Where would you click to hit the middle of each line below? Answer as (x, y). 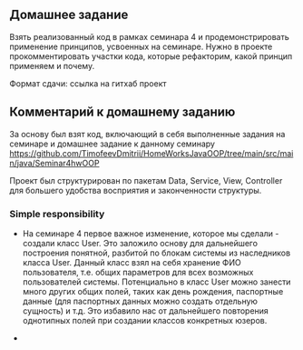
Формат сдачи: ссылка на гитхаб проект (88, 83)
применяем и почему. (52, 65)
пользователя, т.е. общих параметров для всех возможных (138, 272)
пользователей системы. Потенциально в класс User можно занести (156, 282)
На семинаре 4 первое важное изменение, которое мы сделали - (151, 233)
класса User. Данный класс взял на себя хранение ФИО (132, 262)
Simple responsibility (57, 214)
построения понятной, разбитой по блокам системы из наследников (156, 253)
